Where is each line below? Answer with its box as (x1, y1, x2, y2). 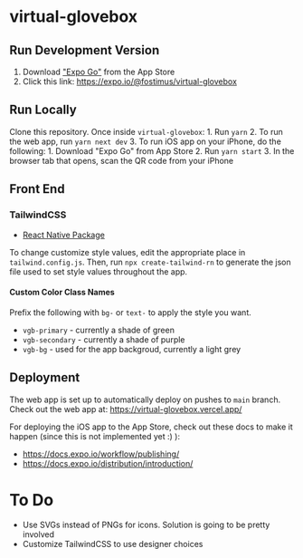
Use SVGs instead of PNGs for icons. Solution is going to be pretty (22, 519, 270, 531)
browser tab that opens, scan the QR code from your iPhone (9, 155, 233, 166)
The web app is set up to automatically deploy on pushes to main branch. (9, 394, 281, 405)
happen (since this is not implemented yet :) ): (9, 430, 181, 441)
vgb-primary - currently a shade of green (22, 324, 175, 335)
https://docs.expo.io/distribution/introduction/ (22, 457, 194, 468)
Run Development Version (9, 43, 160, 58)
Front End (9, 181, 65, 197)
